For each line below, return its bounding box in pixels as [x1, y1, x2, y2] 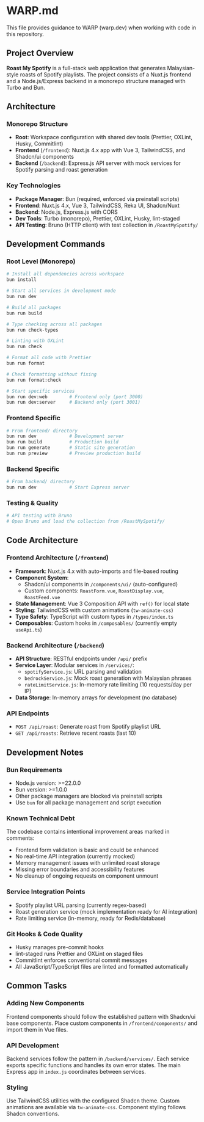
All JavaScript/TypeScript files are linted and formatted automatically [15, 963, 189, 970]
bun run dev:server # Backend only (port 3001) [6, 399, 140, 406]
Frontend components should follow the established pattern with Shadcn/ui [6, 1013, 196, 1020]
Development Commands [6, 239, 106, 249]
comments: [6, 834, 35, 842]
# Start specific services [6, 388, 75, 394]
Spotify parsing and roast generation [15, 166, 108, 173]
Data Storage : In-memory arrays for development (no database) [15, 694, 177, 701]
